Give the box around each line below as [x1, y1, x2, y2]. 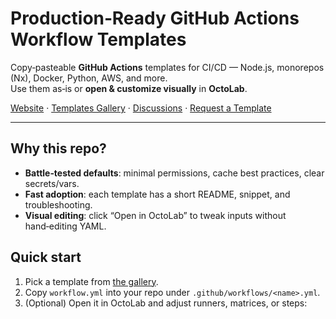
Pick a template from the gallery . [24, 275, 159, 287]
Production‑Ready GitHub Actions [10, 7, 300, 30]
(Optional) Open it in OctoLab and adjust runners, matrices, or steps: [24, 297, 308, 309]
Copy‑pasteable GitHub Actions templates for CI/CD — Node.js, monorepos [10, 61, 325, 73]
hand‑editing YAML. [24, 220, 107, 232]
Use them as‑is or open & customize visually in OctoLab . [10, 82, 248, 94]
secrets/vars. [24, 177, 80, 189]
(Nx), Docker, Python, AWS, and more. [10, 72, 168, 84]
